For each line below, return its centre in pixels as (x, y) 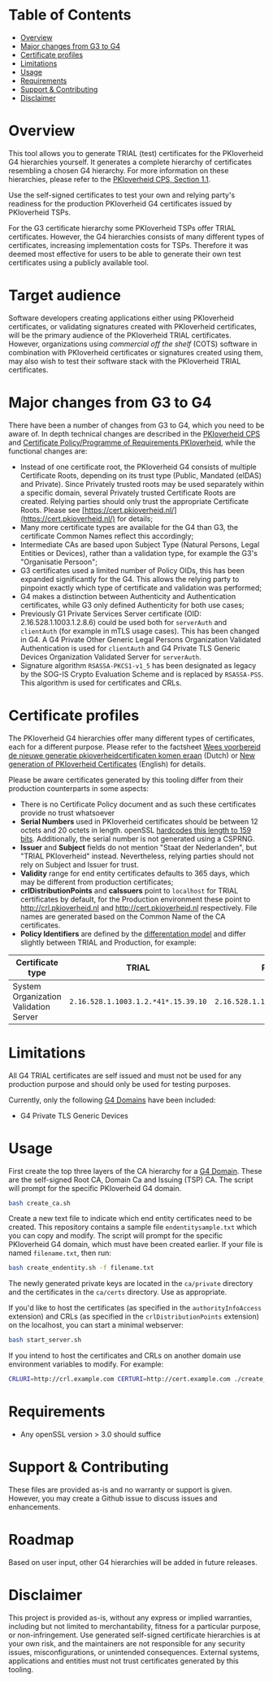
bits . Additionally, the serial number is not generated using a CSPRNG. (137, 838)
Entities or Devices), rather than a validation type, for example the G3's (139, 553)
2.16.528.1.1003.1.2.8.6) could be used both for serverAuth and (123, 622)
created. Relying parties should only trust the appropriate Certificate (134, 501)
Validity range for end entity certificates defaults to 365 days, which (135, 873)
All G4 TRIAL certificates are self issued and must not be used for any (125, 1076)
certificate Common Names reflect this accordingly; (107, 536)
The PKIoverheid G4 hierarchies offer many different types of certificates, (132, 738)
